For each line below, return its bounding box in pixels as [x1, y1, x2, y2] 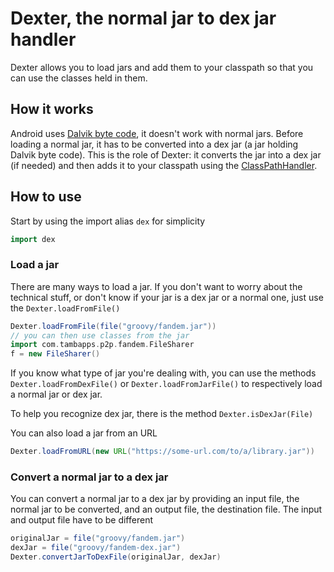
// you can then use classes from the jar [10, 330, 190, 341]
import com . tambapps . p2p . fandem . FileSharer [10, 340, 195, 350]
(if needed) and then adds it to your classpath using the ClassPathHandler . [10, 159, 318, 171]
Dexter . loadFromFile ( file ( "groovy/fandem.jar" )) [10, 321, 217, 331]
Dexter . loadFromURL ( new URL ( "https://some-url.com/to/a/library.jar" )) [10, 447, 315, 457]
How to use [10, 188, 82, 206]
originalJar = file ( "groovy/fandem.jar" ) [10, 533, 186, 544]
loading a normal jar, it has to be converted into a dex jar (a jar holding [10, 138, 299, 150]
